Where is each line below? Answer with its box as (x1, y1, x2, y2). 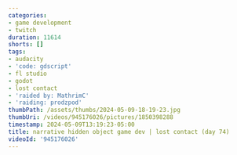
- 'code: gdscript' (8, 63, 72, 70)
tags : (8, 48, 26, 56)
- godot (8, 77, 34, 85)
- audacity (8, 56, 44, 63)
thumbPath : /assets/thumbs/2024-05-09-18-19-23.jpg (8, 106, 180, 114)
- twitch (8, 26, 37, 34)
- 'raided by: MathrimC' (8, 92, 89, 99)
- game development (8, 19, 72, 27)
